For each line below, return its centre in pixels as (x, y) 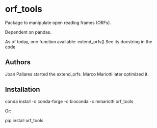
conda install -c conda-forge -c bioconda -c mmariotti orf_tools (69, 101)
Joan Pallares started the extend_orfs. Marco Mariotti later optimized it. (77, 74)
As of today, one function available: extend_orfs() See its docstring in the (79, 41)
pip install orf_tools (24, 120)
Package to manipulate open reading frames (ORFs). (58, 23)
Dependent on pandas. (28, 32)
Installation (23, 90)
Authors (18, 62)
